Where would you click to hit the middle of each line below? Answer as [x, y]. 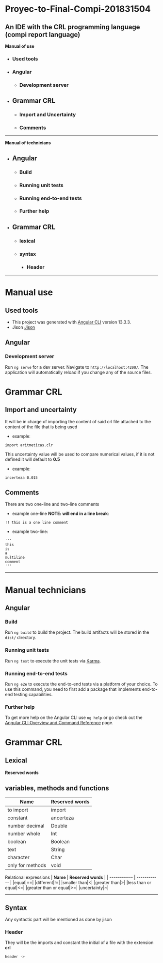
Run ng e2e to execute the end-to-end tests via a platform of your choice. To [81, 684]
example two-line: [30, 531]
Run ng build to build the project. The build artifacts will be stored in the [77, 632]
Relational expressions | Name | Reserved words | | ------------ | [70, 877]
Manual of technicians [28, 143]
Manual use [29, 293]
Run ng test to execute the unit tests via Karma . [53, 661]
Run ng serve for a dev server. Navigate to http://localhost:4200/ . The [77, 367]
